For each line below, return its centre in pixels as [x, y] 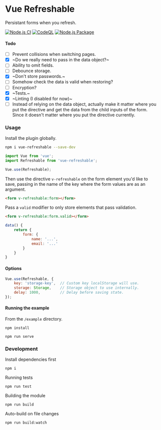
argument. [15, 189]
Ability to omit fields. [33, 65]
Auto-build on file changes [32, 414]
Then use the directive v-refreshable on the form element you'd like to [77, 179]
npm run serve [20, 337]
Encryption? [24, 87]
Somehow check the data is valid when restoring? [63, 82]
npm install [17, 328]
